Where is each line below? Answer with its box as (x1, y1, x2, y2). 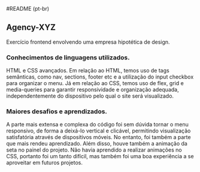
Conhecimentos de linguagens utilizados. (6, 53, 130, 62)
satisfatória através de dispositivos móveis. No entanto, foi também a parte (6, 134, 191, 141)
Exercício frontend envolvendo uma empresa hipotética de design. (6, 38, 170, 46)
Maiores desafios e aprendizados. (6, 107, 108, 116)
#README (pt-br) (6, 5, 50, 12)
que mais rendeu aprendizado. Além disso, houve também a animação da (6, 140, 187, 147)
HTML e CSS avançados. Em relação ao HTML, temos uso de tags (6, 67, 169, 74)
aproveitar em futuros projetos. (6, 159, 83, 167)
